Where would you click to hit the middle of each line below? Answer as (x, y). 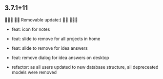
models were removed (34, 72)
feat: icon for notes (31, 29)
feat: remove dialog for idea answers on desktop (60, 58)
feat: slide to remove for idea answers (50, 48)
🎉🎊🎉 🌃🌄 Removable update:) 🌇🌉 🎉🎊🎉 (41, 20)
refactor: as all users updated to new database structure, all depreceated (85, 67)
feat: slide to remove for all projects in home (56, 39)
